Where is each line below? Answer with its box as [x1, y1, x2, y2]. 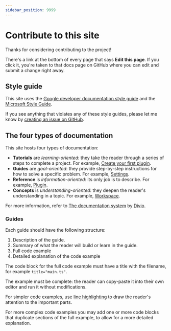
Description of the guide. [12, 237, 65, 243]
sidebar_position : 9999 [5, 7, 56, 13]
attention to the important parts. [5, 299, 72, 305]
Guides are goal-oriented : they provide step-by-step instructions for [12, 166, 157, 172]
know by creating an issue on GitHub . [5, 116, 84, 123]
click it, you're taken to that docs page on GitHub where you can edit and [5, 62, 159, 68]
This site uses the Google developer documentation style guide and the [5, 96, 156, 102]
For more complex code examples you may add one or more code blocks [5, 309, 159, 315]
